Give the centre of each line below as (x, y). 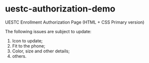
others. (19, 56)
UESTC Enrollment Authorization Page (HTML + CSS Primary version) (75, 22)
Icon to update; (27, 41)
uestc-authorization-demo (60, 9)
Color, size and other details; (41, 51)
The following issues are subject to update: (48, 31)
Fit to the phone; (28, 46)
